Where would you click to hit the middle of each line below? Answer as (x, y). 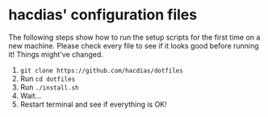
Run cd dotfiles (48, 78)
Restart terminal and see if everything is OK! (93, 104)
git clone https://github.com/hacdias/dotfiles (101, 70)
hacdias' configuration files (103, 15)
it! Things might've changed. (56, 54)
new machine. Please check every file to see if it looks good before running (134, 45)
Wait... (31, 95)
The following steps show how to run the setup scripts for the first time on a (134, 37)
